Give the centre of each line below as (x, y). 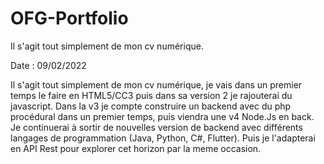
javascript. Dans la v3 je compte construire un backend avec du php (151, 106)
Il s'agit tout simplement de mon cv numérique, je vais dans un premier (156, 84)
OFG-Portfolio (69, 18)
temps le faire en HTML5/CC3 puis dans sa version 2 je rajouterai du (151, 95)
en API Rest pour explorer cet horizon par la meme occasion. (136, 148)
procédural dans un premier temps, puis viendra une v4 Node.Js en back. (162, 116)
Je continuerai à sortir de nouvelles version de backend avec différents (156, 127)
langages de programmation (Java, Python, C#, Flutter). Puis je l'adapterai (163, 138)
